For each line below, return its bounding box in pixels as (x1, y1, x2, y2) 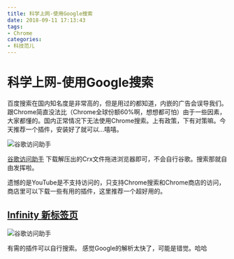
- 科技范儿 (7, 42, 35, 49)
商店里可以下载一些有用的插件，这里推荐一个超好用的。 (7, 187, 166, 195)
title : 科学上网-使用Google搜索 (7, 10, 93, 17)
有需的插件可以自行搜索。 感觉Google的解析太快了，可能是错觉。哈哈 (7, 244, 207, 252)
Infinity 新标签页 (7, 210, 78, 221)
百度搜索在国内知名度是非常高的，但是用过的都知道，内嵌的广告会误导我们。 (7, 99, 228, 107)
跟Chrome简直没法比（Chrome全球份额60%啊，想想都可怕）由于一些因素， (7, 107, 226, 116)
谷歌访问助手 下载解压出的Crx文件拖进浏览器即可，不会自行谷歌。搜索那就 (7, 155, 221, 163)
